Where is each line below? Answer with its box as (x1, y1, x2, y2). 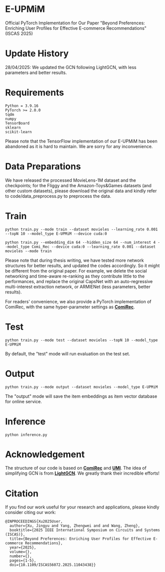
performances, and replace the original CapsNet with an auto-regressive (5, 278, 153, 284)
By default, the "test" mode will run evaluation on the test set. (5, 351, 130, 357)
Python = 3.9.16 (5, 103, 39, 108)
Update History (5, 48, 69, 59)
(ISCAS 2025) (5, 30, 33, 36)
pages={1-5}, (9, 558, 37, 563)
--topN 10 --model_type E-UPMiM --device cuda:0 (5, 231, 107, 236)
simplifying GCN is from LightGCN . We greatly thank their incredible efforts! (5, 470, 160, 476)
